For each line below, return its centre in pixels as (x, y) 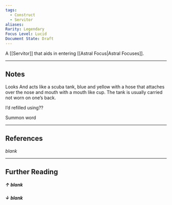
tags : (11, 10)
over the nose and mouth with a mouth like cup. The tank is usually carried (84, 92)
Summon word (21, 117)
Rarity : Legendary (25, 29)
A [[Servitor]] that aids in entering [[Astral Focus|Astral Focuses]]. (75, 53)
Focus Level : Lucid (26, 34)
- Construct (23, 15)
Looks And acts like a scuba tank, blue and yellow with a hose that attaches (85, 87)
